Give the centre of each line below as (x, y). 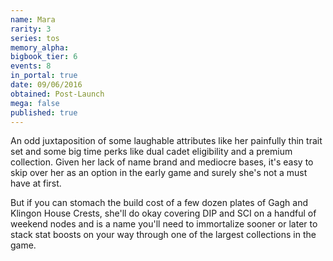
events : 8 (31, 66)
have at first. (36, 183)
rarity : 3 (31, 29)
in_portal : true (44, 76)
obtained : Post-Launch (57, 94)
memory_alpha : (40, 47)
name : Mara (33, 19)
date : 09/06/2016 (46, 85)
